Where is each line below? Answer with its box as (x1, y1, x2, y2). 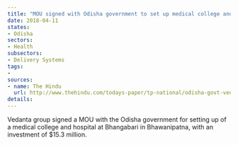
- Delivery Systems (7, 57, 65, 64)
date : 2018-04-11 (7, 17, 59, 24)
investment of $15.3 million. (7, 130, 87, 139)
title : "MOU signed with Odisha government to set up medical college (7, 10, 220, 18)
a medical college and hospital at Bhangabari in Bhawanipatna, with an (7, 123, 214, 131)
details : (7, 96, 33, 103)
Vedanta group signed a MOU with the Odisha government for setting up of (7, 115, 227, 124)
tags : (7, 63, 23, 70)
